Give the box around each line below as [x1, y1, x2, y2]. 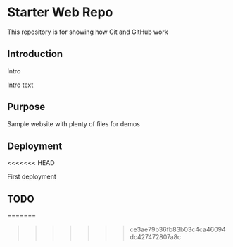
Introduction [7, 48, 63, 60]
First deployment [7, 172, 56, 181]
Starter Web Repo [7, 4, 113, 20]
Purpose [7, 101, 46, 113]
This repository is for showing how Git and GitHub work [7, 28, 168, 36]
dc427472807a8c [130, 233, 182, 241]
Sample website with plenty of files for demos [7, 119, 141, 128]
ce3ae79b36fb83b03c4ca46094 [130, 225, 227, 234]
